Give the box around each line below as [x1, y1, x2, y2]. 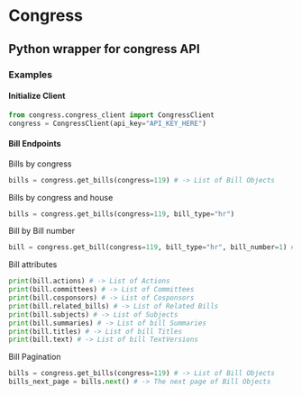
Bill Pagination [8, 352, 61, 363]
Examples [8, 68, 53, 81]
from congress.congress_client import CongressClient [8, 110, 215, 120]
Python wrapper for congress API [8, 41, 200, 57]
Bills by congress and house [8, 192, 114, 202]
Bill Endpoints [8, 139, 61, 149]
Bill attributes [8, 259, 58, 270]
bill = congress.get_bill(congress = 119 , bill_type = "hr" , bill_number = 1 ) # [8, 243, 296, 252]
